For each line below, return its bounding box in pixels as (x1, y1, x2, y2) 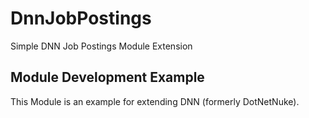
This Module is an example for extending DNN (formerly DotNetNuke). (10, 95, 300, 107)
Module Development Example (10, 69, 205, 86)
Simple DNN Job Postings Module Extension (10, 40, 193, 52)
